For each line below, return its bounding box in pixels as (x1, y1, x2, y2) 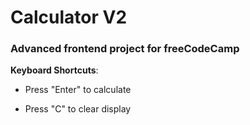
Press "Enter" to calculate (24, 84, 132, 96)
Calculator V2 (10, 6, 128, 29)
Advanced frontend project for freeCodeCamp (10, 42, 240, 56)
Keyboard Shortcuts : (10, 64, 99, 76)
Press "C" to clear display (24, 103, 132, 115)
